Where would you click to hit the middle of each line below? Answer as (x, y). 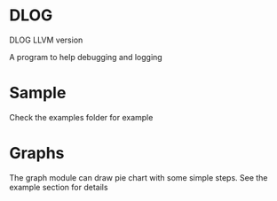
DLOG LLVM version (46, 40)
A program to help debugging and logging (86, 57)
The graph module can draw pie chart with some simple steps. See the (138, 177)
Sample (38, 93)
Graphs (37, 154)
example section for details (59, 187)
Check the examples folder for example (81, 117)
